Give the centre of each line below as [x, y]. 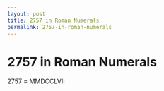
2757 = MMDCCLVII [36, 81]
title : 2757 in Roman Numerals [53, 20]
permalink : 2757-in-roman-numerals [60, 27]
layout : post [27, 14]
